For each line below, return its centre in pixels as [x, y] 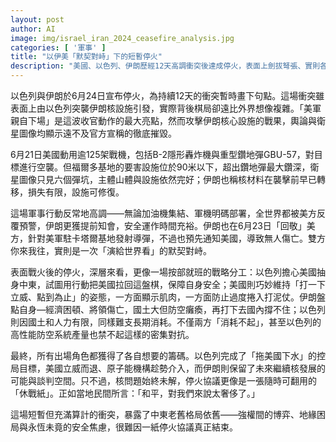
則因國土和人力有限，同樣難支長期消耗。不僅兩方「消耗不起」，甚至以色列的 [166, 322]
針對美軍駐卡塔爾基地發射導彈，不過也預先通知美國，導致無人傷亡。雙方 [176, 238]
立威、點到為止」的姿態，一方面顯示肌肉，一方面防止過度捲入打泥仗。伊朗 [163, 297]
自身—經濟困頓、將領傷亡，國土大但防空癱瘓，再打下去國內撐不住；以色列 [172, 309]
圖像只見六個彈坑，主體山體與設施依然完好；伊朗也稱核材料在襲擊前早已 [167, 179]
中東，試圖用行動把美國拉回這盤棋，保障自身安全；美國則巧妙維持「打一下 [172, 284]
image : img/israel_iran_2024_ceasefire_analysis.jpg [122, 38]
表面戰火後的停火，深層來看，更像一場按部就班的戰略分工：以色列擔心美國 [163, 272]
